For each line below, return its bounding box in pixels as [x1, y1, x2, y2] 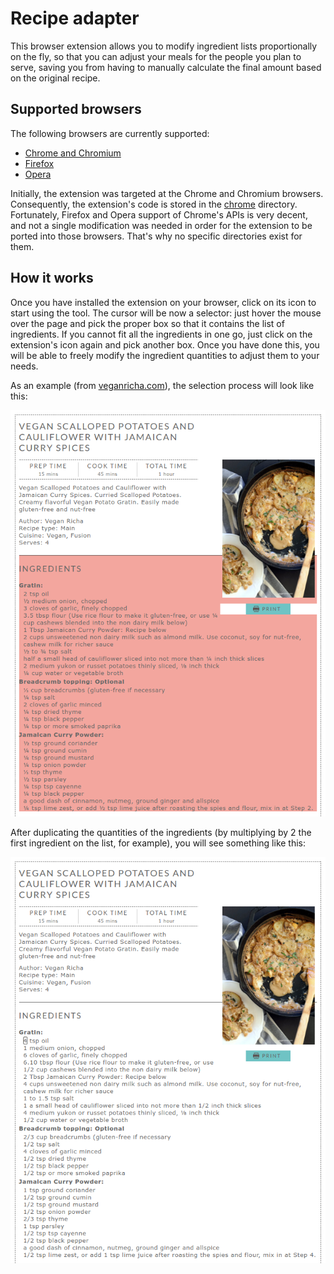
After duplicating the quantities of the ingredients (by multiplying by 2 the [10, 826, 312, 838]
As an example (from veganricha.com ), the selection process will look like [10, 379, 315, 391]
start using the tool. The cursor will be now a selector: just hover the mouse [10, 307, 322, 319]
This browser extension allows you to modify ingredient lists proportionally [10, 40, 318, 52]
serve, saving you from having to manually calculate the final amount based [10, 61, 322, 73]
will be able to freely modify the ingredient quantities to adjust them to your [10, 349, 320, 361]
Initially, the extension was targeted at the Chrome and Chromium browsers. [10, 187, 324, 199]
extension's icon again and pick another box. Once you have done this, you [10, 338, 320, 351]
